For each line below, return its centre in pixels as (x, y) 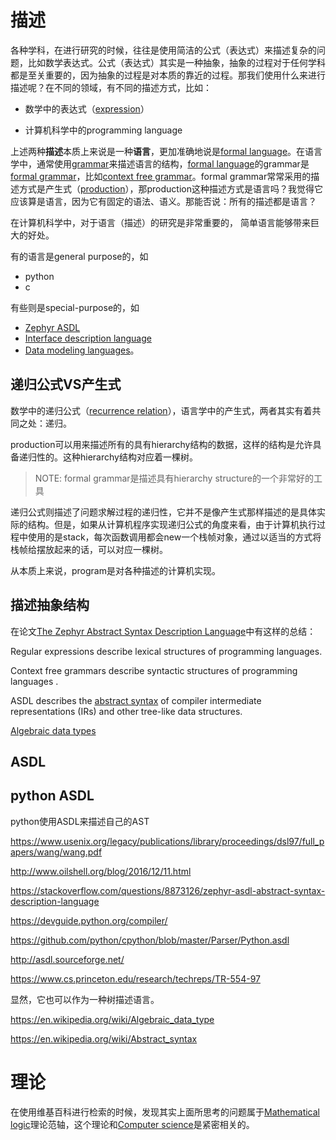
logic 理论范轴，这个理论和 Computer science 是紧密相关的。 (132, 1124)
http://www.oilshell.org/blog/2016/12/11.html (101, 871)
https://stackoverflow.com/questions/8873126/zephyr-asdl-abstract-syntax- (168, 890)
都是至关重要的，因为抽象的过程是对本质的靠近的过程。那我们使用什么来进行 (168, 75)
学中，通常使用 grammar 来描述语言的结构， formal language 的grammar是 (160, 163)
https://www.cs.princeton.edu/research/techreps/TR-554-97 (135, 978)
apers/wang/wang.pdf (56, 852)
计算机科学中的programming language (103, 130)
